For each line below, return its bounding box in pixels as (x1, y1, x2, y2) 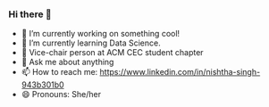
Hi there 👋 (8, 8, 53, 21)
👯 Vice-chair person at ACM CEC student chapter (21, 47, 204, 58)
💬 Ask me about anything (21, 57, 114, 68)
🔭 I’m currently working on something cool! (21, 29, 181, 39)
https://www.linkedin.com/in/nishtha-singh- (99, 67, 261, 78)
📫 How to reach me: (21, 67, 98, 78)
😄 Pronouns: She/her (21, 89, 102, 100)
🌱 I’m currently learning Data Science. (21, 37, 162, 48)
